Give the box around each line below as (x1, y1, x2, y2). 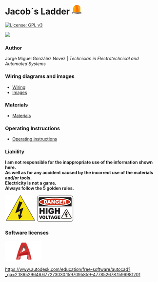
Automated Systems (5, 61, 46, 67)
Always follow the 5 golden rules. (5, 186, 74, 191)
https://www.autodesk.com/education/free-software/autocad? (5, 266, 131, 272)
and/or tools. (5, 175, 32, 181)
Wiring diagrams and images (5, 73, 75, 80)
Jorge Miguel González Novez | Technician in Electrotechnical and (5, 56, 139, 62)
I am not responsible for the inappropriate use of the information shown (5, 159, 153, 165)
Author (5, 44, 22, 51)
